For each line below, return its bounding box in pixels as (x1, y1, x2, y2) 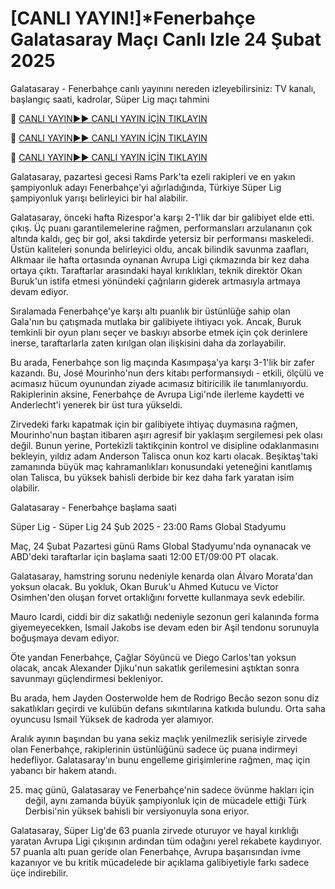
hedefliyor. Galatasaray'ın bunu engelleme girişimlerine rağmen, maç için (10, 753, 311, 766)
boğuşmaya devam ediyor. (10, 632, 120, 644)
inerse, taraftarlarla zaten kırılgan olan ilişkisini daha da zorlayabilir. (10, 337, 287, 349)
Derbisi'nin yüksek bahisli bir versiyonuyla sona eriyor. (24, 805, 250, 817)
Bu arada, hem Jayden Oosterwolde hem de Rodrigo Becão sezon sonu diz (10, 692, 320, 704)
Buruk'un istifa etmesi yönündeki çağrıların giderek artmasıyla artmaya (10, 275, 301, 287)
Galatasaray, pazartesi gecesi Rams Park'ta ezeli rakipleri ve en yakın (10, 170, 296, 182)
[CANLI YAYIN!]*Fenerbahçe (10, 7, 256, 30)
